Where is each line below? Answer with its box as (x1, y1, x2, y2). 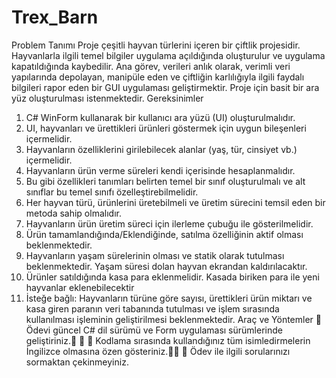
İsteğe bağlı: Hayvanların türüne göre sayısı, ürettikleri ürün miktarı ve (25, 292, 313, 304)
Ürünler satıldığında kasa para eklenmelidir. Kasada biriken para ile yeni (25, 271, 320, 283)
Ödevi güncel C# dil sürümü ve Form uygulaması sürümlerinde (25, 324, 283, 336)
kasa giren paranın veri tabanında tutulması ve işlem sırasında (25, 302, 280, 315)
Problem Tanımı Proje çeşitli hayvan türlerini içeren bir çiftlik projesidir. (11, 39, 301, 51)
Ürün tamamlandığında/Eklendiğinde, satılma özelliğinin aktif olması (25, 228, 304, 240)
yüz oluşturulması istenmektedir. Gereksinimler (11, 92, 204, 104)
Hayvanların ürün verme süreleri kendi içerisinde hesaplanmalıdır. (25, 164, 296, 176)
